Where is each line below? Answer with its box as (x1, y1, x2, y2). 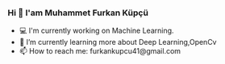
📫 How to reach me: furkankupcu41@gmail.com (19, 46, 181, 56)
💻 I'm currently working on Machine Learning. (19, 26, 174, 35)
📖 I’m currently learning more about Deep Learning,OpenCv (19, 38, 217, 47)
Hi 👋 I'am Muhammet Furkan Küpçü (7, 7, 148, 18)
